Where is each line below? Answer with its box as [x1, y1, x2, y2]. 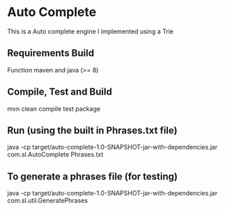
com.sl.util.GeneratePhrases [7, 196, 88, 205]
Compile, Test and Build [7, 86, 113, 98]
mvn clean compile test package [7, 104, 101, 113]
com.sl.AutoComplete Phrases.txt [7, 150, 104, 159]
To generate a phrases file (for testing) [7, 170, 178, 182]
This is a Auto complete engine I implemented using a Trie [7, 27, 174, 35]
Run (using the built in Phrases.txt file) [7, 124, 178, 136]
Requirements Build [7, 47, 95, 59]
